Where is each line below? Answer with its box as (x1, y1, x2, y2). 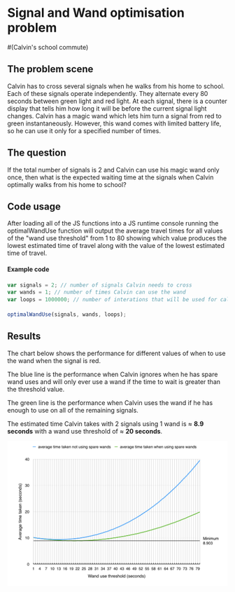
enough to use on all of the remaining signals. (7, 406, 138, 414)
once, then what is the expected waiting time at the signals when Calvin (7, 173, 214, 181)
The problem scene (7, 63, 94, 75)
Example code (7, 265, 50, 273)
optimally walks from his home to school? (7, 180, 127, 188)
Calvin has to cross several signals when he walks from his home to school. (7, 82, 225, 90)
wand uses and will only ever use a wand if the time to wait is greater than (7, 377, 221, 386)
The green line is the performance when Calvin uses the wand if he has (7, 398, 213, 407)
